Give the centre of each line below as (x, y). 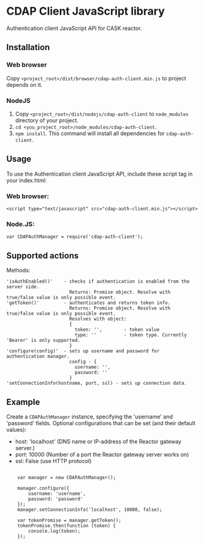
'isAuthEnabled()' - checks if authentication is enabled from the (98, 282)
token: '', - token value (117, 330)
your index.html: (27, 180)
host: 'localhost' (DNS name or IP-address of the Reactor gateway (98, 441)
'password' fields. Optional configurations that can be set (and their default (101, 423)
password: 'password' (56, 499)
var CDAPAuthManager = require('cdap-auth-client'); (75, 237)
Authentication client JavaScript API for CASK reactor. (74, 28)
